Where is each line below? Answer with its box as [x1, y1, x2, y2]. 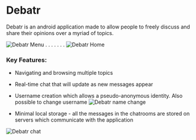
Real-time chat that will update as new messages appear [14, 81, 153, 88]
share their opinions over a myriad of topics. [6, 29, 114, 36]
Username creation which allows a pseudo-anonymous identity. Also [14, 93, 183, 100]
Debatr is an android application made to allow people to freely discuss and [6, 23, 191, 30]
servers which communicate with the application [14, 116, 133, 123]
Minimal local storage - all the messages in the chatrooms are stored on [14, 110, 190, 117]
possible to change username [14, 98, 88, 106]
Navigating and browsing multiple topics [14, 69, 114, 77]
